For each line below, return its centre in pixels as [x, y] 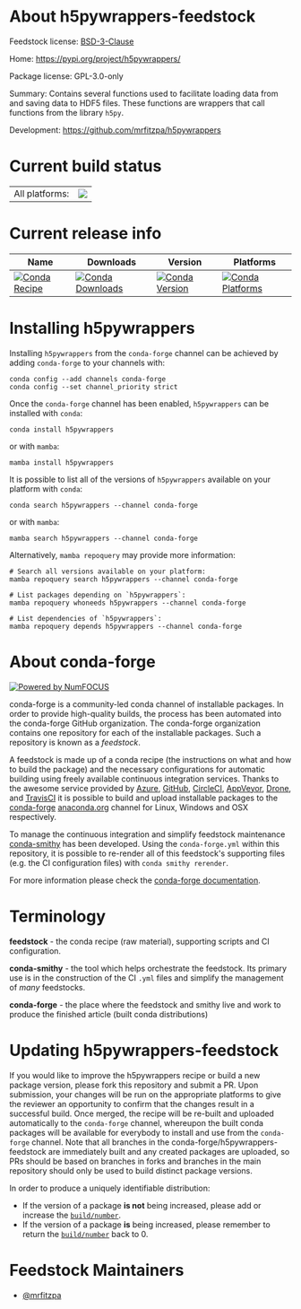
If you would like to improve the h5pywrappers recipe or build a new [135, 1075]
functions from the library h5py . [66, 112]
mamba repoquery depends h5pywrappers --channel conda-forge [126, 626]
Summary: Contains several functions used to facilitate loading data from [144, 93]
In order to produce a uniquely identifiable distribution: [110, 1188]
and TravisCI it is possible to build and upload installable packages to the [144, 798]
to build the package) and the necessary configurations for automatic [138, 769]
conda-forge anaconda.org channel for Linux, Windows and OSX [129, 807]
